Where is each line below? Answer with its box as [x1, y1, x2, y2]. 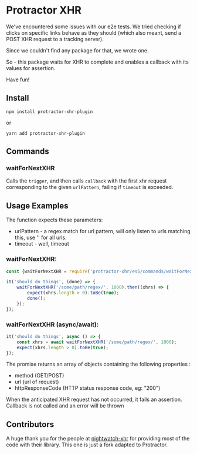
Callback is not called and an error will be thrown [6, 402, 124, 409]
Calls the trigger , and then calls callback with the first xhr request [6, 177, 167, 184]
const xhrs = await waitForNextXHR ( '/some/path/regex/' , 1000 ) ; [16, 339, 177, 345]
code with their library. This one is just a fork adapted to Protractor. [6, 441, 168, 448]
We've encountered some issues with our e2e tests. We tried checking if [6, 23, 181, 30]
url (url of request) [14, 378, 59, 386]
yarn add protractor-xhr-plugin [6, 130, 85, 136]
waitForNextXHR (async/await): [6, 320, 99, 329]
